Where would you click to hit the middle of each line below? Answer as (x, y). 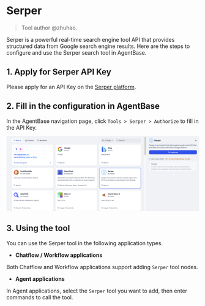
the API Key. (22, 127)
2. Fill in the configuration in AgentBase (83, 106)
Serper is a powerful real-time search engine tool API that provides (91, 39)
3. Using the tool (38, 228)
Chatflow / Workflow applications (59, 255)
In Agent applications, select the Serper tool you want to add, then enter (97, 291)
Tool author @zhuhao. (49, 28)
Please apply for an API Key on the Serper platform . (71, 87)
